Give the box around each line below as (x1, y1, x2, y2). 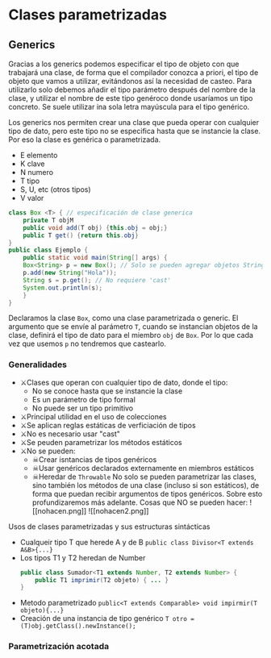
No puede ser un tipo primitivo (31, 403, 134, 413)
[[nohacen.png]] (31, 506, 87, 515)
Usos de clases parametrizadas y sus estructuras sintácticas (8, 522, 211, 531)
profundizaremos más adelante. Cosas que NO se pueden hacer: (31, 498, 248, 507)
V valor (19, 194, 44, 202)
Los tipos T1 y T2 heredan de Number (19, 552, 146, 562)
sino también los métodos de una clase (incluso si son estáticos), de (31, 480, 260, 489)
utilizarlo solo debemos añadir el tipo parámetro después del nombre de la (8, 85, 256, 94)
